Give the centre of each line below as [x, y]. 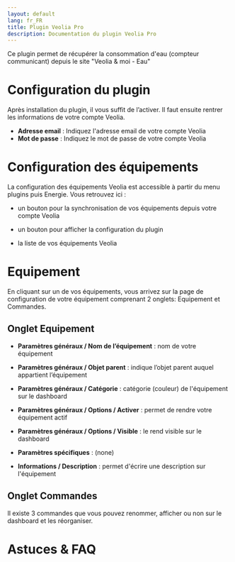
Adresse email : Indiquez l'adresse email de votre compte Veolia [112, 131]
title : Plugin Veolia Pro [45, 27]
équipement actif [42, 417]
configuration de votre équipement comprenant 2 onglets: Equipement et [114, 299]
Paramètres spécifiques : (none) [66, 452]
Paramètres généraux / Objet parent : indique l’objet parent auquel [115, 367]
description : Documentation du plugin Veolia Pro [82, 34]
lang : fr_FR [25, 21]
